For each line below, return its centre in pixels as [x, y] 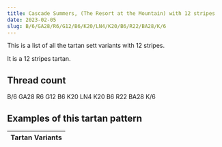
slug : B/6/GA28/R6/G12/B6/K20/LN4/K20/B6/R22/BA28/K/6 [87, 26]
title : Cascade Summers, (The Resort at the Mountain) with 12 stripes [111, 13]
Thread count [37, 80]
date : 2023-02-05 [32, 20]
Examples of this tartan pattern [74, 118]
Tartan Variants [37, 137]
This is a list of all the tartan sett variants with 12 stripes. [86, 46]
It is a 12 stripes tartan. [39, 59]
